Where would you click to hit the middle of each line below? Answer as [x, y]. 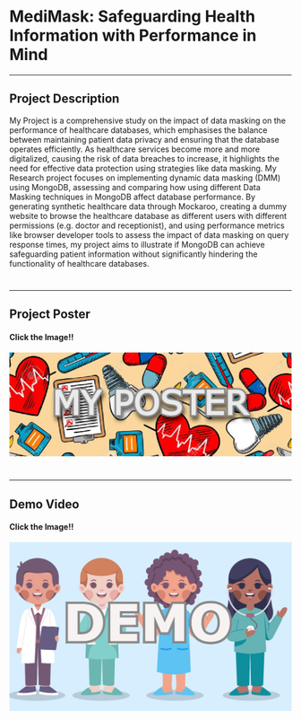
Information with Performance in [133, 35]
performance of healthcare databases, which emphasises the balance [138, 130]
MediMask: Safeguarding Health [133, 17]
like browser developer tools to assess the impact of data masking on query [149, 234]
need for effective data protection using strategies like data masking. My [143, 168]
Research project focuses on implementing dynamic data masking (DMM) [145, 178]
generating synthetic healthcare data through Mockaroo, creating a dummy [148, 206]
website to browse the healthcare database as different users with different [148, 215]
